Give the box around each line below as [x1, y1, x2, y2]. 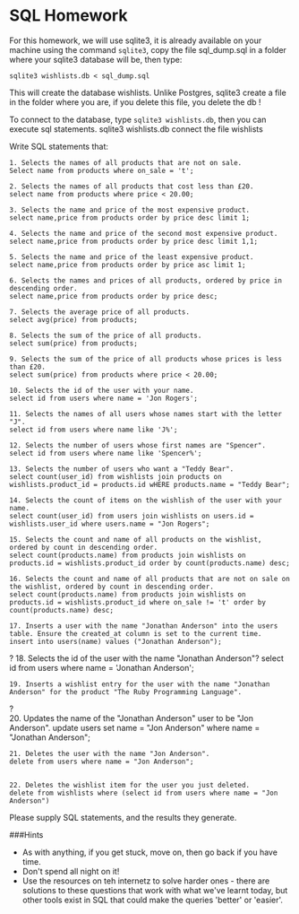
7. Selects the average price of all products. [9, 307, 191, 317]
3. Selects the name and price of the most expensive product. [9, 205, 251, 214]
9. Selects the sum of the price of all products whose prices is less [9, 354, 282, 363]
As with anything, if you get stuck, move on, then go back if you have [21, 847, 278, 857]
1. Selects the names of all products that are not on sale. [9, 158, 243, 167]
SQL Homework [9, 5, 128, 26]
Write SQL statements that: [9, 141, 109, 152]
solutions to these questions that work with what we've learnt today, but [21, 884, 288, 895]
